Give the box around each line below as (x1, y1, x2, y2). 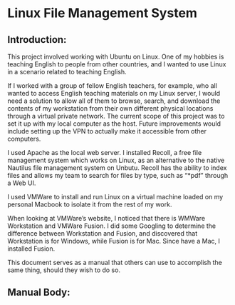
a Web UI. (7, 179, 36, 187)
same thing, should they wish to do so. (7, 266, 121, 274)
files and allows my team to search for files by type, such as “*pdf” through (7, 171, 229, 179)
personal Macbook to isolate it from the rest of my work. (7, 200, 172, 209)
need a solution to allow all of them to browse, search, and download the (7, 96, 221, 105)
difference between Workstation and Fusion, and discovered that (7, 229, 198, 237)
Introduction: (7, 34, 67, 46)
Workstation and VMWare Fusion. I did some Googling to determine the (7, 221, 216, 230)
